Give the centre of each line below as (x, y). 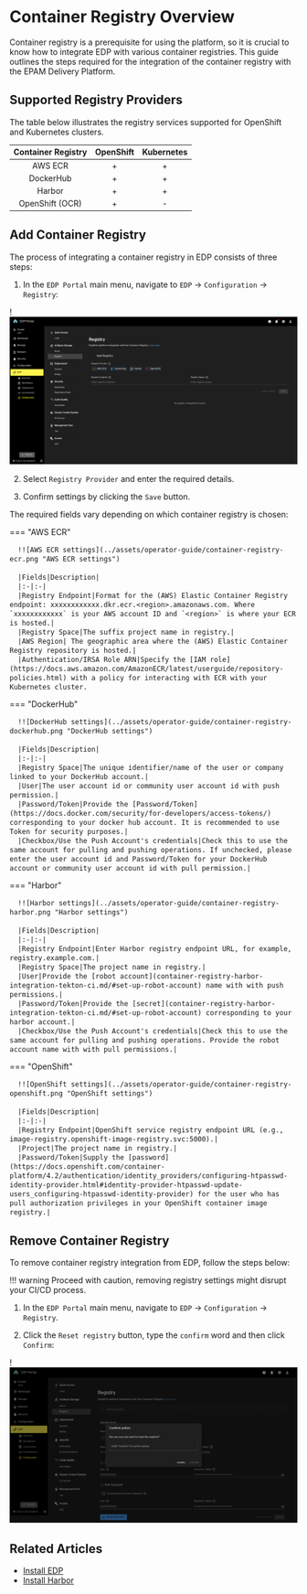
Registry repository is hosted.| (73, 651)
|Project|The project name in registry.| (98, 1149)
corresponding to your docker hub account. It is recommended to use (145, 823)
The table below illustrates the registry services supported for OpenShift (146, 122)
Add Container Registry (78, 235)
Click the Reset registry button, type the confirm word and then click (153, 1335)
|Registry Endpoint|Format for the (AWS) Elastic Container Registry (153, 596)
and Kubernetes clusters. (57, 132)
